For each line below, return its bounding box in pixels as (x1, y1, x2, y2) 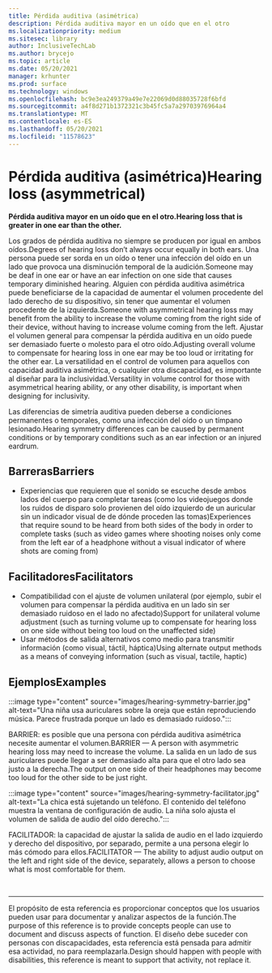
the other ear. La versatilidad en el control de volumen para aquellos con (8, 356, 250, 366)
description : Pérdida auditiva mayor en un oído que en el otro (8, 19, 230, 28)
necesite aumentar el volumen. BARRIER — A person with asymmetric (8, 739, 239, 748)
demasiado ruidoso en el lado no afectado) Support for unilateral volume (19, 609, 261, 619)
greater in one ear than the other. (8, 220, 122, 229)
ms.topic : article (8, 58, 70, 66)
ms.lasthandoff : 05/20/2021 (8, 125, 104, 133)
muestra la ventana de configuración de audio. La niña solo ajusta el (8, 806, 236, 815)
